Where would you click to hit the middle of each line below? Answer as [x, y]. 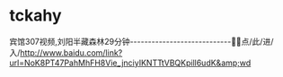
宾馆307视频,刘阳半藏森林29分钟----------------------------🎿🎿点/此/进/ [141, 41]
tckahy [35, 16]
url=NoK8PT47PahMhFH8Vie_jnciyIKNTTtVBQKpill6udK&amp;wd [130, 63]
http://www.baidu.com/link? [71, 52]
